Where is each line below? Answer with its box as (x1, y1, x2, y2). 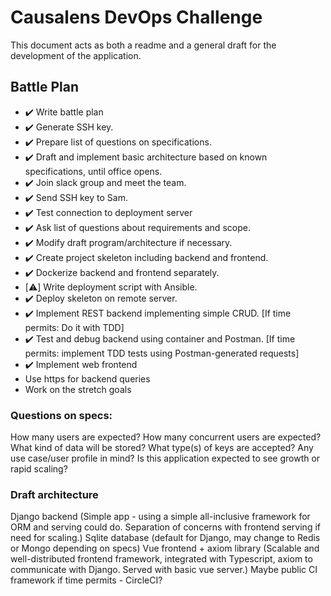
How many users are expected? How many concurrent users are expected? (10, 431, 322, 443)
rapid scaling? (10, 463, 68, 475)
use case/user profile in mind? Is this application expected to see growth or (10, 452, 321, 465)
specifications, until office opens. (24, 165, 163, 177)
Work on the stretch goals (24, 383, 132, 395)
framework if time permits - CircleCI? (10, 574, 163, 586)
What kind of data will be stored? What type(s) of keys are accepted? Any (10, 442, 314, 454)
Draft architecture (10, 487, 99, 501)
